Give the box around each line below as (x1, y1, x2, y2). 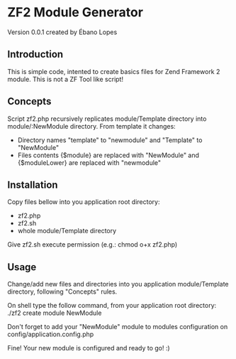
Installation (7, 178, 58, 191)
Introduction (7, 48, 64, 60)
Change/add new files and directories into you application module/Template (7, 280, 229, 289)
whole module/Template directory (17, 227, 117, 235)
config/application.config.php (7, 330, 94, 338)
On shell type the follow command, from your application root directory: (7, 301, 217, 310)
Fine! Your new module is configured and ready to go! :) (7, 344, 170, 353)
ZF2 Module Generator (7, 4, 144, 21)
